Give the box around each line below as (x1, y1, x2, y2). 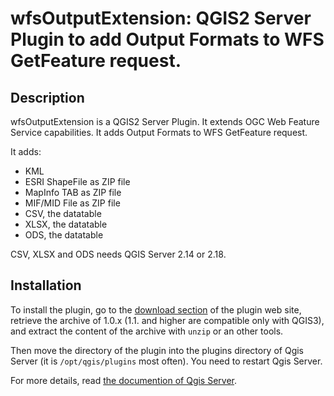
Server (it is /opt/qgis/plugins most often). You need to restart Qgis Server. (10, 355, 323, 367)
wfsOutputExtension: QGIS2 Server (10, 7, 312, 30)
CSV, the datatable (24, 208, 102, 219)
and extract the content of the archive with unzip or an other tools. (10, 325, 284, 337)
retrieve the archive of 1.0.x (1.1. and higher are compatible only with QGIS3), (10, 314, 325, 326)
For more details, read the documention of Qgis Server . (10, 374, 238, 386)
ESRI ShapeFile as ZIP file (24, 176, 131, 187)
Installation (10, 277, 82, 294)
